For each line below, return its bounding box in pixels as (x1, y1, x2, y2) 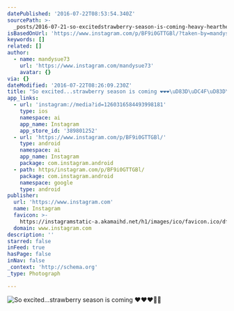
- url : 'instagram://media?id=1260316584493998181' (13, 101, 167, 108)
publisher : (7, 192, 39, 199)
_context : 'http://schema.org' (7, 263, 98, 270)
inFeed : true (7, 244, 45, 252)
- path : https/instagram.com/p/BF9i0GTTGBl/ (13, 166, 145, 173)
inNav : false (7, 257, 45, 264)
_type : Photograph (7, 270, 61, 277)
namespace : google (19, 179, 73, 186)
